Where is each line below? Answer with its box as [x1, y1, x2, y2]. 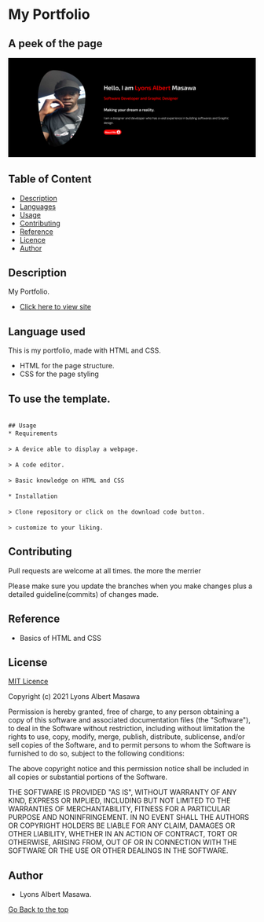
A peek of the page [8, 37, 103, 50]
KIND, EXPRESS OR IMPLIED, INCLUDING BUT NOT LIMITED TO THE [8, 796, 231, 806]
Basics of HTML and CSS [19, 633, 102, 642]
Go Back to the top [8, 905, 69, 914]
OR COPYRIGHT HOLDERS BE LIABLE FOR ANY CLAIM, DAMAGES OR [8, 821, 236, 830]
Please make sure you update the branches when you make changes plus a [8, 581, 253, 591]
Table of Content [8, 173, 92, 186]
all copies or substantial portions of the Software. [8, 772, 167, 782]
